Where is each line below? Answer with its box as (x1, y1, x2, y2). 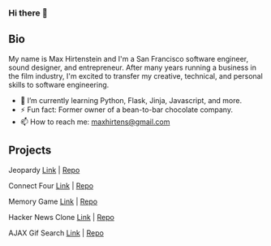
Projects (8, 144, 52, 158)
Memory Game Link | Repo (8, 196, 98, 206)
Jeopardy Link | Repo (8, 165, 80, 175)
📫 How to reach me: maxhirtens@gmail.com (19, 117, 170, 127)
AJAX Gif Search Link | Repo (8, 227, 104, 238)
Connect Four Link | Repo (8, 180, 94, 190)
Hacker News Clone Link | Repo (8, 212, 115, 222)
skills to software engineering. (8, 80, 110, 89)
